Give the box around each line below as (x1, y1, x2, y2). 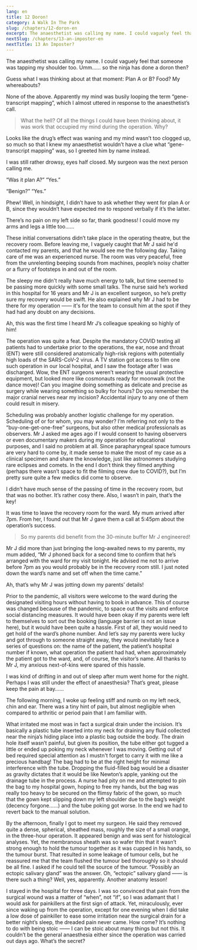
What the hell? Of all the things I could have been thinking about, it (20, 117, 181, 124)
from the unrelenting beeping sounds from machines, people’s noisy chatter (6, 259, 189, 266)
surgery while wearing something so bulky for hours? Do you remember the (6, 387, 189, 395)
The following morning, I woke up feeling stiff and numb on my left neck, (6, 696, 181, 704)
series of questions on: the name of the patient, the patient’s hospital (6, 643, 172, 650)
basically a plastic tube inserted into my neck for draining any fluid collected (6, 727, 191, 734)
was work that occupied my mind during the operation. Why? (20, 123, 168, 130)
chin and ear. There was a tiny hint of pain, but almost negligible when (6, 703, 176, 710)
